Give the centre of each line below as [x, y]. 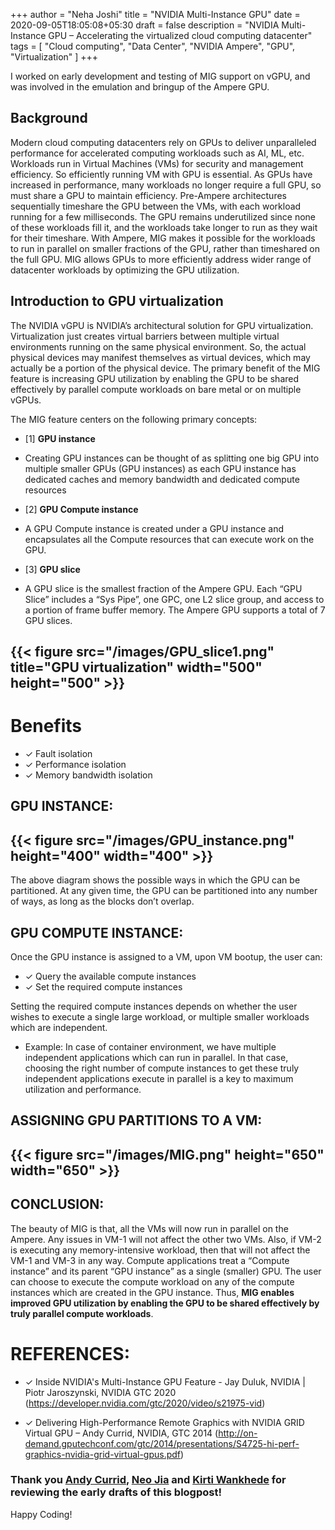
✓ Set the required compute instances [103, 986]
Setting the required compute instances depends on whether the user [154, 1006]
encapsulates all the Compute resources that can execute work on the [169, 539]
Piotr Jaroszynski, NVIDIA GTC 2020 [100, 1392]
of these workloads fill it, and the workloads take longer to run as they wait [164, 227]
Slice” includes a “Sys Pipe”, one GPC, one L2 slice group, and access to [174, 599]
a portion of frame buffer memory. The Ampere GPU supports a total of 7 [175, 610]
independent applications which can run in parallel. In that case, [156, 1057]
